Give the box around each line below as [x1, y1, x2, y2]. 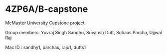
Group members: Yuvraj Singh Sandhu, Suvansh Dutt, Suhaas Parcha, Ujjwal [5, 29, 162, 35]
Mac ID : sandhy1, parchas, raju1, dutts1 [5, 44, 86, 50]
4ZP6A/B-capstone [5, 3, 88, 15]
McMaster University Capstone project [5, 20, 85, 26]
